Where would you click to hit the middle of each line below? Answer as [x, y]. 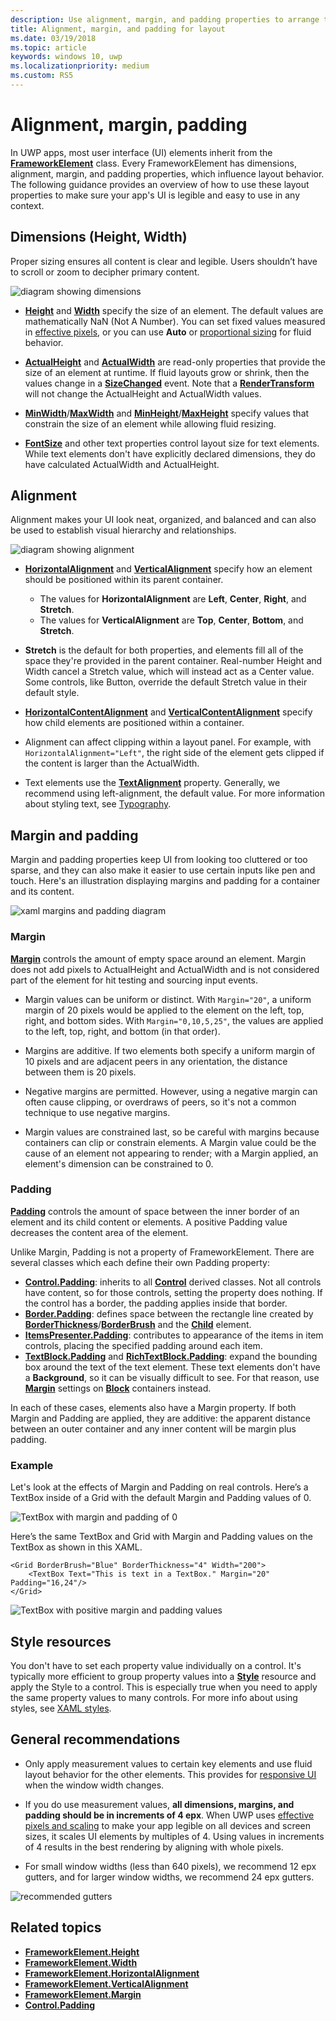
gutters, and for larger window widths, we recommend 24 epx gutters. [169, 1877]
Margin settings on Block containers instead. [118, 1388]
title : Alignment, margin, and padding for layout [118, 29]
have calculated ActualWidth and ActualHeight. [122, 464]
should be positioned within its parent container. [124, 580]
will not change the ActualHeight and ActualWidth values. [143, 393]
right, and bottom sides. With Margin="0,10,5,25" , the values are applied [174, 1020]
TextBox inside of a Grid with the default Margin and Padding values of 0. [161, 1498]
